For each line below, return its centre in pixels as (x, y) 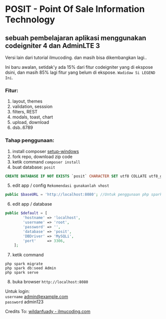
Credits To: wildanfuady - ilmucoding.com (48, 312)
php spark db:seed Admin (31, 268)
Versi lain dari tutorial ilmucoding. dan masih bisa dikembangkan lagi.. (76, 57)
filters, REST (25, 112)
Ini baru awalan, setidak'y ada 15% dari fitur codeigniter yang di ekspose (79, 67)
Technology (30, 20)
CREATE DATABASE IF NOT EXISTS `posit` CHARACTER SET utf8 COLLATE (76, 176)
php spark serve (22, 273)
